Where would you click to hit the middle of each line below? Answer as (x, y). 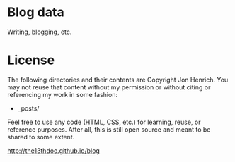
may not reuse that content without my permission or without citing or (109, 87)
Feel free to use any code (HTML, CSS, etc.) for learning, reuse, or (104, 122)
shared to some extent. (41, 137)
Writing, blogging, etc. (40, 32)
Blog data (36, 12)
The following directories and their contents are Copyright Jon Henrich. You (118, 80)
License (31, 60)
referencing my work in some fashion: (63, 94)
